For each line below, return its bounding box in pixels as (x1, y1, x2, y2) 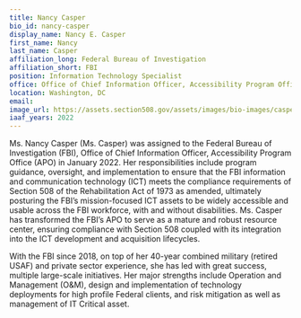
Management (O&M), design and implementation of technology (9, 279, 242, 290)
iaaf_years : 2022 (9, 113, 74, 122)
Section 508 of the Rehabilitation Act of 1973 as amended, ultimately (9, 186, 262, 197)
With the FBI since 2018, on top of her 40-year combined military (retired (9, 251, 278, 261)
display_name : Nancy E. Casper (9, 30, 126, 39)
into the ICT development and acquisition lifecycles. (9, 234, 201, 244)
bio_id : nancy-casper (9, 22, 90, 31)
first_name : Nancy (9, 38, 78, 48)
